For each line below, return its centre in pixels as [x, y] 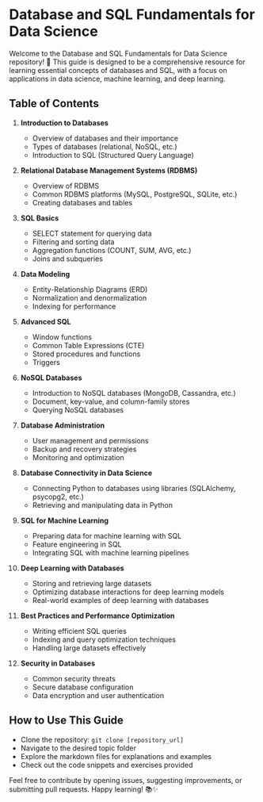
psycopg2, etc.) [58, 497]
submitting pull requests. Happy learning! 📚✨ [84, 789]
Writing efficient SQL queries [80, 631]
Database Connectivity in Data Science [86, 473]
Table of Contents [54, 104]
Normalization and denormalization [90, 297]
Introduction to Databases [65, 123]
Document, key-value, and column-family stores [111, 401]
